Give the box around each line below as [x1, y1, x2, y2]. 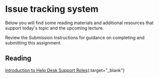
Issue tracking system [5, 3, 98, 15]
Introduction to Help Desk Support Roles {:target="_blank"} [5, 67, 125, 73]
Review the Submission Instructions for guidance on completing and [5, 35, 145, 40]
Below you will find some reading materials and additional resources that [5, 20, 154, 26]
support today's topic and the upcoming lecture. [5, 25, 104, 31]
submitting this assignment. [5, 39, 62, 45]
